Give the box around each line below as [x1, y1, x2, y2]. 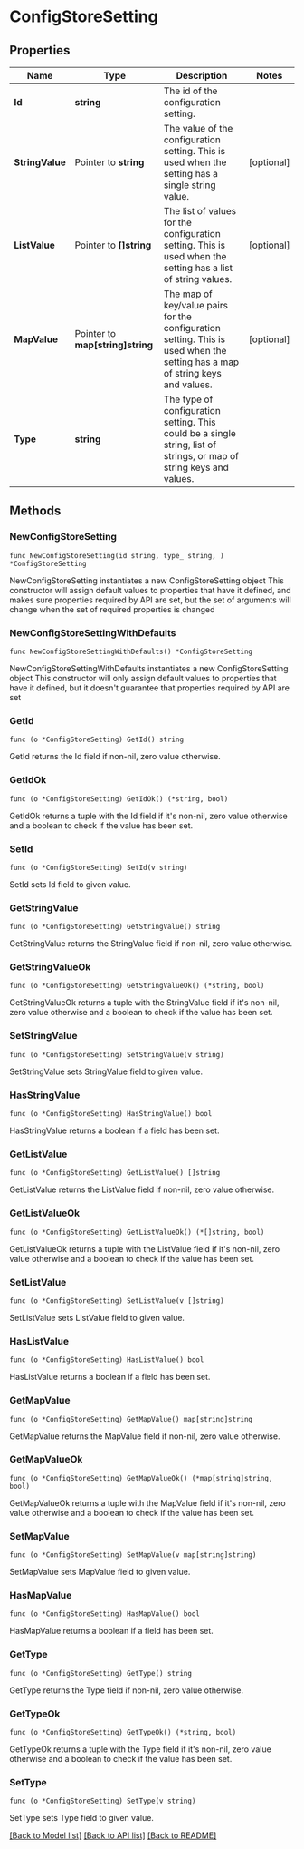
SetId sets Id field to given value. [9, 878, 131, 890]
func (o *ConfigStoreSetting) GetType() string [9, 1668, 193, 1678]
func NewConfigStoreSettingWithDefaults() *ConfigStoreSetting [9, 647, 253, 656]
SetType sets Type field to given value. [9, 1813, 154, 1824]
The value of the [163, 122, 233, 134]
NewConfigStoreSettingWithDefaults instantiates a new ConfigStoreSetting [9, 662, 289, 673]
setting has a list [163, 261, 233, 274]
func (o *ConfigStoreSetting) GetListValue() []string [9, 1169, 221, 1178]
